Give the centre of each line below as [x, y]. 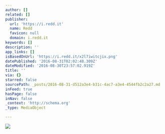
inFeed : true [19, 89]
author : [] [17, 10]
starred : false [21, 80]
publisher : [17, 19]
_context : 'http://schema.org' [38, 103]
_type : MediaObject [26, 108]
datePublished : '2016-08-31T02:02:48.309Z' [51, 61]
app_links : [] [20, 52]
